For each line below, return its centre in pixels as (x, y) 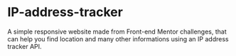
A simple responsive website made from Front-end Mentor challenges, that (117, 31)
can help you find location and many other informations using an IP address (118, 38)
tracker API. (25, 46)
